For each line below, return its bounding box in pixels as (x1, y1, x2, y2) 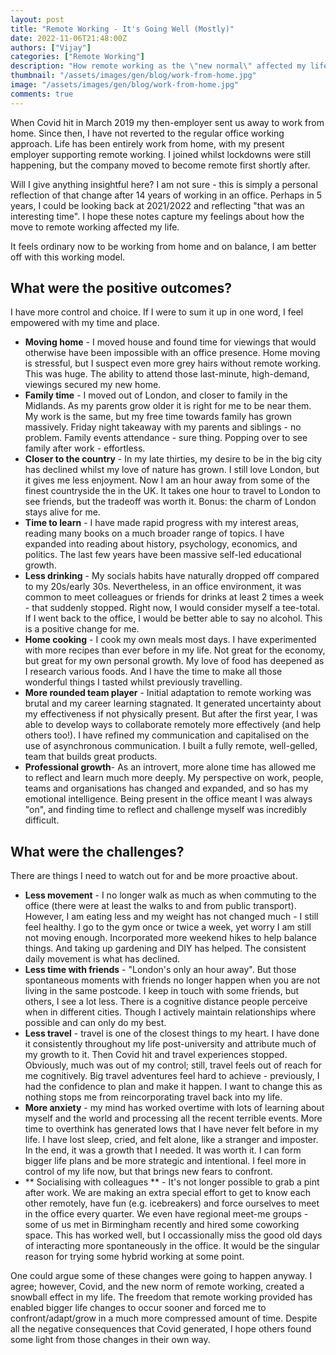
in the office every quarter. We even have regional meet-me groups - (24, 1208, 309, 1220)
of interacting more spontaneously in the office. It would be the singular (24, 1240, 320, 1252)
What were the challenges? (10, 843, 185, 860)
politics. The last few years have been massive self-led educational (24, 549, 302, 561)
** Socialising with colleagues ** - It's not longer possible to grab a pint (24, 1176, 320, 1188)
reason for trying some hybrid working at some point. (24, 1251, 245, 1263)
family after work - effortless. (24, 442, 146, 455)
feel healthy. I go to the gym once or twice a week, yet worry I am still (24, 921, 312, 933)
